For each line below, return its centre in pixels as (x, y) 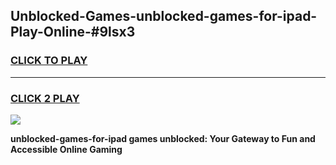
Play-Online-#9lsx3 (73, 32)
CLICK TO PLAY (49, 61)
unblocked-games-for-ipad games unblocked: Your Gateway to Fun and (163, 138)
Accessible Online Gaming (66, 149)
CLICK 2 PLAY (45, 98)
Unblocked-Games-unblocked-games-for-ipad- (164, 16)
